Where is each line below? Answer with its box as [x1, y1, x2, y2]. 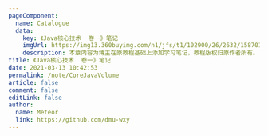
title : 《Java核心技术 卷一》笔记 [8, 57, 112, 65]
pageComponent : [8, 11, 59, 20]
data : [15, 26, 34, 34]
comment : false [8, 86, 59, 94]
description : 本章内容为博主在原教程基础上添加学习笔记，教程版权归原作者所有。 [22, 49, 259, 57]
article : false [8, 78, 59, 86]
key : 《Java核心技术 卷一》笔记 [22, 34, 118, 42]
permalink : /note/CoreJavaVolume [8, 71, 120, 79]
